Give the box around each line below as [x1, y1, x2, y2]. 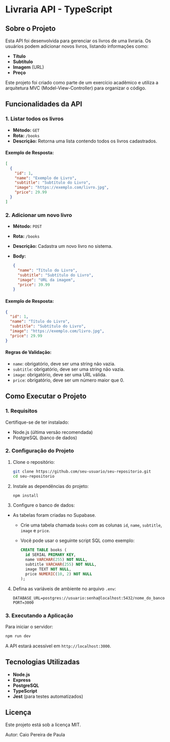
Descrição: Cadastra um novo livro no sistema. [12, 243, 113, 249]
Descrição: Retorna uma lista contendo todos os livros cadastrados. [12, 138, 158, 144]
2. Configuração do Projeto [5, 447, 74, 455]
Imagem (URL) [12, 64, 45, 70]
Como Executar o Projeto [5, 392, 87, 401]
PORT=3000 [12, 600, 34, 605]
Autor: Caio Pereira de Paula [5, 732, 65, 738]
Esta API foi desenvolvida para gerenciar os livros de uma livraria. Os [5, 38, 152, 44]
